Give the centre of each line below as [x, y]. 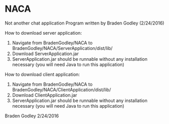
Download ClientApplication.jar [45, 95]
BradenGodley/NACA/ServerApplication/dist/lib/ [62, 48]
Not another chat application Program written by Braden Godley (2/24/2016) [84, 23]
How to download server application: [43, 33]
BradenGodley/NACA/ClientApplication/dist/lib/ [62, 89]
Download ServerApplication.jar [45, 54]
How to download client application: [42, 74]
